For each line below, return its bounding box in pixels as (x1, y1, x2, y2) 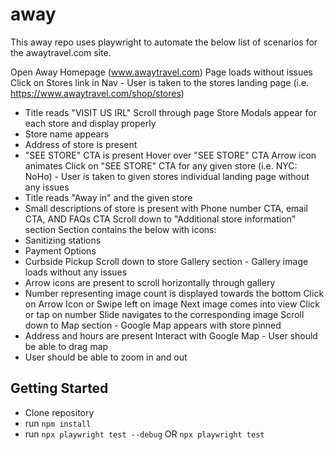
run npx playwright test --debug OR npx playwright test (24, 428, 265, 440)
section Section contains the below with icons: (24, 223, 217, 235)
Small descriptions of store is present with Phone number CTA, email (24, 202, 308, 214)
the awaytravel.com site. (10, 46, 112, 58)
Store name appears (24, 128, 110, 140)
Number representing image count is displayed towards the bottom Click (24, 287, 325, 299)
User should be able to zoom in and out (24, 351, 188, 363)
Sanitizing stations (24, 234, 102, 246)
